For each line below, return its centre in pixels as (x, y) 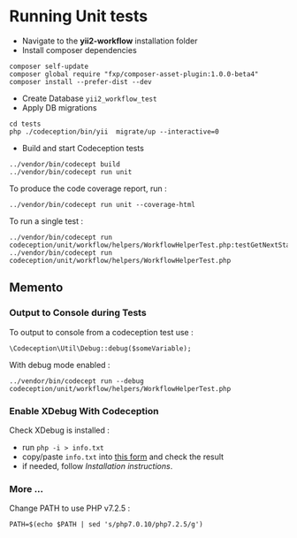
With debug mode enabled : (60, 365)
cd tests (25, 124)
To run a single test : (46, 221)
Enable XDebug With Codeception (84, 411)
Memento (36, 288)
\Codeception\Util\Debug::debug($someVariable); (100, 348)
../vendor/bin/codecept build (65, 164)
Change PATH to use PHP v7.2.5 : (70, 508)
